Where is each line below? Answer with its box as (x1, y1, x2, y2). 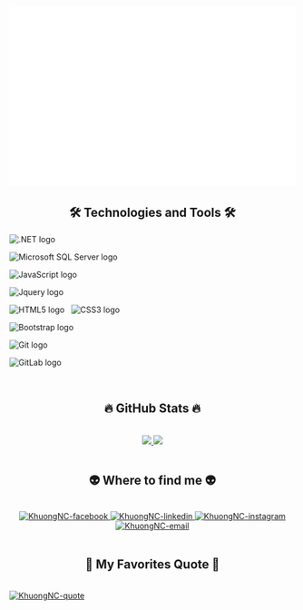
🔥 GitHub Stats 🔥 (103, 401, 201, 417)
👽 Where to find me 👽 (89, 473, 216, 488)
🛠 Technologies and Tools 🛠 (69, 205, 236, 221)
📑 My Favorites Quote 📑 (84, 556, 220, 572)
